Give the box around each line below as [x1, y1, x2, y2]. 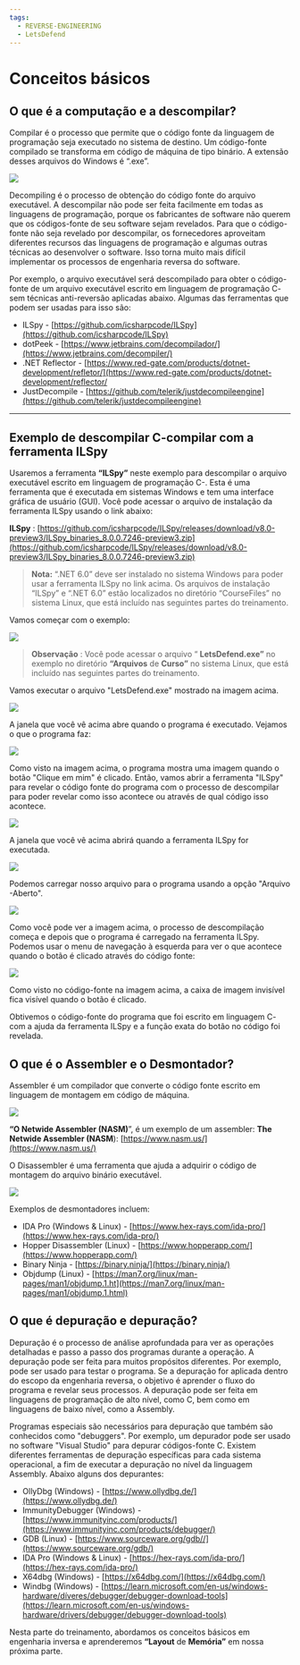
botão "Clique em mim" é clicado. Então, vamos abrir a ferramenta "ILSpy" [9, 773, 284, 783]
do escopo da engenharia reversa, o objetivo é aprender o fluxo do [9, 1374, 255, 1386]
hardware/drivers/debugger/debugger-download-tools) [21, 1609, 228, 1619]
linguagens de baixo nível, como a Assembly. [9, 1403, 176, 1414]
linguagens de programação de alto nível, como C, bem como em [9, 1394, 250, 1405]
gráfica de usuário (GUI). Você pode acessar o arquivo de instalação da [9, 496, 273, 507]
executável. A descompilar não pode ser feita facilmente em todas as [9, 199, 263, 210]
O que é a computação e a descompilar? [9, 104, 237, 119]
